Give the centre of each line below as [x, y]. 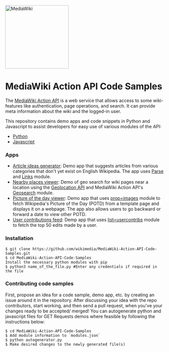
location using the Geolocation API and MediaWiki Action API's [78, 188]
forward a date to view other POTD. [49, 215]
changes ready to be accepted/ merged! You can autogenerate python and [83, 311]
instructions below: [25, 322]
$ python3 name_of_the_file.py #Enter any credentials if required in [81, 267]
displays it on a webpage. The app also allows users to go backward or [87, 209]
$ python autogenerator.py [34, 340]
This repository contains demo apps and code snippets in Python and [78, 121]
